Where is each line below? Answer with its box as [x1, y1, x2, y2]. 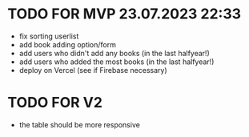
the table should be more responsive [18, 119, 141, 129]
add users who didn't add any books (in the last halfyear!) [18, 48, 210, 58]
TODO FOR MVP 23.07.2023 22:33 [7, 5, 242, 23]
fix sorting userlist [18, 31, 79, 41]
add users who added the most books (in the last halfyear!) [18, 57, 215, 66]
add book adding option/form [18, 39, 117, 49]
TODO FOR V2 [7, 94, 103, 112]
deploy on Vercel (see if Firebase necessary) [18, 65, 167, 75]
